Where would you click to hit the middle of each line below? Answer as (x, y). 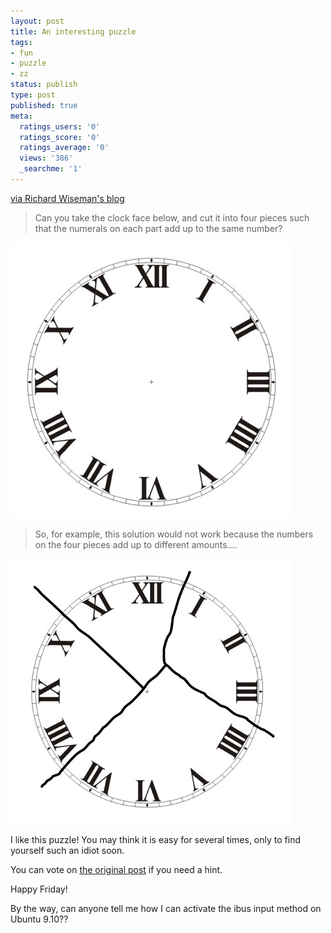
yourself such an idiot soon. (67, 850)
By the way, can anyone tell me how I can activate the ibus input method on (166, 908)
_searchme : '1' (51, 169)
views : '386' (46, 158)
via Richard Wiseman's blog (67, 198)
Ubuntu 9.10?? (39, 919)
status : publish (44, 85)
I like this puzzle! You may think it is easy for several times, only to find (155, 839)
